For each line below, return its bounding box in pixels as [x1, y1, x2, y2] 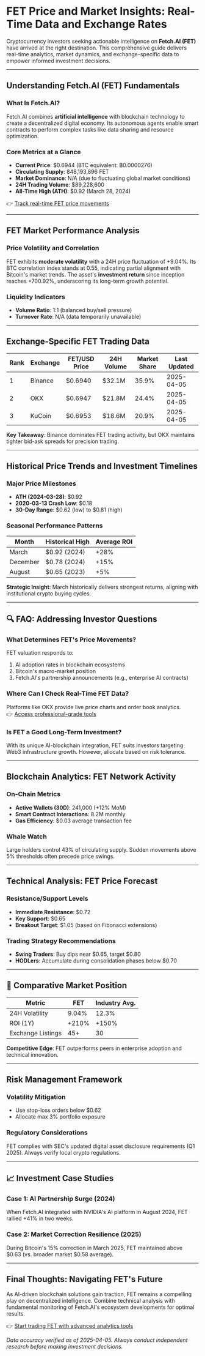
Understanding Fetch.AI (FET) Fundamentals [6, 81, 180, 91]
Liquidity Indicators [6, 292, 65, 301]
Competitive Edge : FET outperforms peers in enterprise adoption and [6, 1045, 182, 1052]
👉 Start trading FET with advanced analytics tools [6, 1322, 134, 1329]
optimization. [6, 132, 39, 140]
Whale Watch [6, 832, 47, 841]
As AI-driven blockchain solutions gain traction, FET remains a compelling [6, 1290, 192, 1298]
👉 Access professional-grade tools [6, 710, 96, 717]
